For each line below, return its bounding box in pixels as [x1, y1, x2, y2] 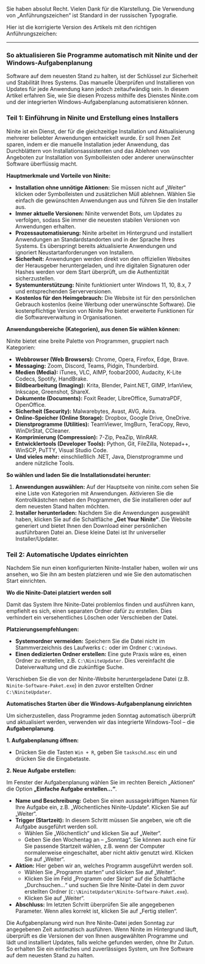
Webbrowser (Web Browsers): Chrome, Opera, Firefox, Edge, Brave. [15, 356, 189, 363]
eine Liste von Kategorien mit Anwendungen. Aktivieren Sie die [15, 489, 174, 497]
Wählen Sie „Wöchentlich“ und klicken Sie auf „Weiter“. [24, 829, 162, 836]
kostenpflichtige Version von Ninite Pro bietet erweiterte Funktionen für [15, 307, 194, 314]
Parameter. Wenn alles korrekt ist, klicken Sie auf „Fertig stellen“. [15, 907, 178, 915]
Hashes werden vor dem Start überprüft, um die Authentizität [15, 268, 170, 276]
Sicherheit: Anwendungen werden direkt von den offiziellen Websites [15, 255, 191, 262]
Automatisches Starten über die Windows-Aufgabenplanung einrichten [6, 699, 192, 707]
